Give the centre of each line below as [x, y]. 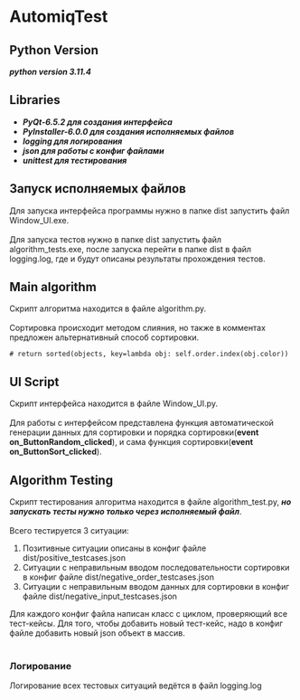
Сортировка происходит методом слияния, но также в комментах [138, 328]
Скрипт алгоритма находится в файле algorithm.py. [108, 308]
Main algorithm [53, 287]
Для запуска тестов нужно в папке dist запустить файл [116, 239]
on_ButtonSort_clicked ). [56, 452]
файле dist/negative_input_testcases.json [100, 596]
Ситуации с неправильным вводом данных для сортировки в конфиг [156, 587]
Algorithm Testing [61, 480]
